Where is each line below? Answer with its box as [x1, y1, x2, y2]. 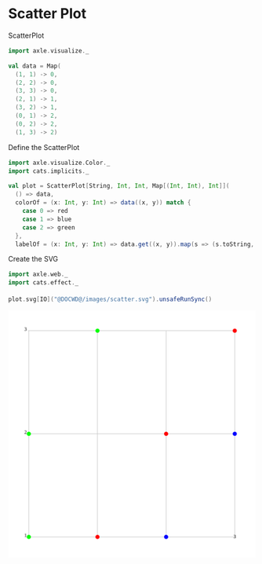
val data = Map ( [8, 62, 61, 70]
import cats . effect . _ [8, 279, 79, 287]
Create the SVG [8, 255, 59, 264]
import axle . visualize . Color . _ [8, 159, 111, 167]
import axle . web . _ [8, 270, 68, 279]
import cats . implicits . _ [8, 167, 89, 175]
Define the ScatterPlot [8, 142, 80, 152]
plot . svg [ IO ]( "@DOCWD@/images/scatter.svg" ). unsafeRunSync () [8, 295, 213, 303]
